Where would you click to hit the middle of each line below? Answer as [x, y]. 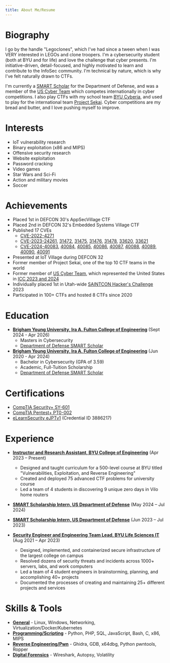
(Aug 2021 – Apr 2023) [36, 540]
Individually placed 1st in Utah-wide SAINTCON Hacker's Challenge [83, 284]
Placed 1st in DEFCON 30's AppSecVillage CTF [61, 220]
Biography [27, 35]
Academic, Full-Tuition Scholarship [56, 367]
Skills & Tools [34, 608]
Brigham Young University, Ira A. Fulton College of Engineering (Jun [85, 351]
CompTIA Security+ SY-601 [41, 407]
